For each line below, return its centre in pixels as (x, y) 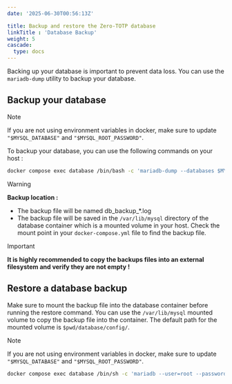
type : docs (29, 52)
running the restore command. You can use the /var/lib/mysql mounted (110, 312)
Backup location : (33, 197)
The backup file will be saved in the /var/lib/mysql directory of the (113, 218)
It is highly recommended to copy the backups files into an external (106, 259)
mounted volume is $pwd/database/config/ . (68, 327)
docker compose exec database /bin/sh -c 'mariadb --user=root (100, 374)
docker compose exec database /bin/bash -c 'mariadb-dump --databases (111, 171)
